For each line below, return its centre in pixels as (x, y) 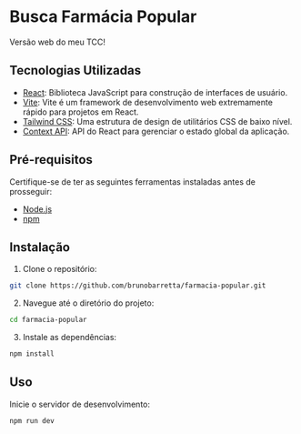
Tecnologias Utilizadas (75, 71)
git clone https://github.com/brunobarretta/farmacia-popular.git (138, 286)
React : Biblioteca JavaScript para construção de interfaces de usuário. (155, 92)
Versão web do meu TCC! (58, 42)
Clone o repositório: (60, 269)
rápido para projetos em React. (80, 112)
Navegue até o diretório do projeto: (88, 303)
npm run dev (32, 420)
